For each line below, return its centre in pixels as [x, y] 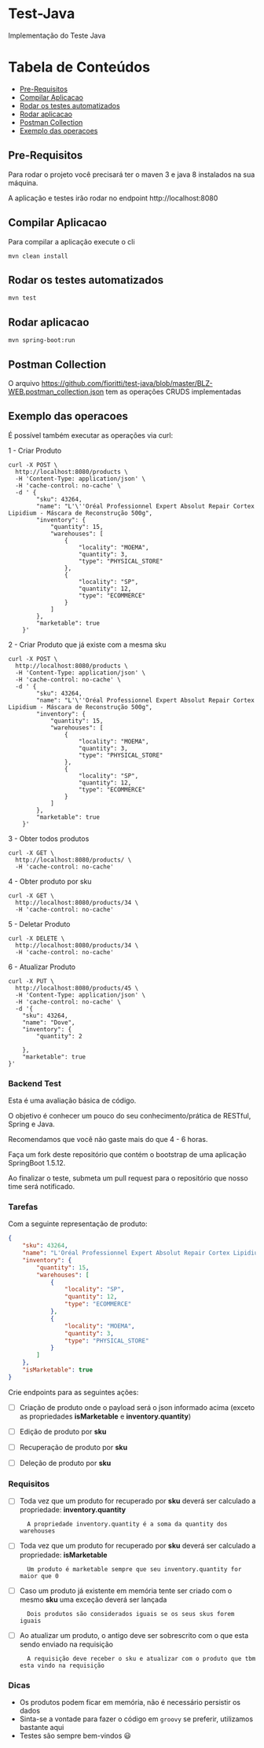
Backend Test [35, 1083]
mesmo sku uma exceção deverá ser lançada [93, 1599]
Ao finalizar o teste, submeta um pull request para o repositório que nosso [128, 1178]
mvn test [22, 298]
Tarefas [23, 1206]
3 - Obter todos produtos [49, 839]
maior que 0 [39, 1576]
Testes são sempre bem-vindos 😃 [75, 1735]
